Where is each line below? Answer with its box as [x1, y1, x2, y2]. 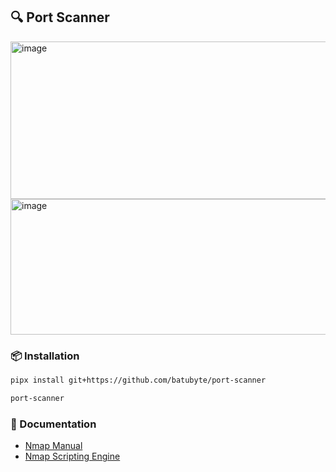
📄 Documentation [10, 417, 97, 431]
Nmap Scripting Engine [24, 450, 121, 463]
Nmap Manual [24, 440, 83, 452]
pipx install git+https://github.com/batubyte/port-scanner [10, 375, 267, 386]
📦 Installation [10, 349, 80, 363]
